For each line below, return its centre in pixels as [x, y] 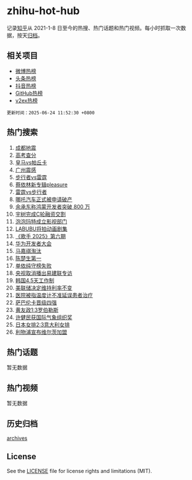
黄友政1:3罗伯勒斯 [37, 310]
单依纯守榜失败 [33, 265]
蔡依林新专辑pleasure [41, 185]
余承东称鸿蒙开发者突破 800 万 [52, 206]
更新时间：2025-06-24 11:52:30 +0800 [51, 113]
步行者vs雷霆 [31, 177]
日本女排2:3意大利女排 [42, 324]
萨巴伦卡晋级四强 [36, 303]
